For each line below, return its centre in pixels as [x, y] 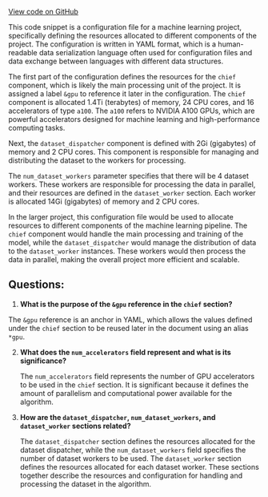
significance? [43, 361]
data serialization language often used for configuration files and [146, 53]
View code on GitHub [43, 12]
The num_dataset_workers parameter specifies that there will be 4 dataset [129, 176]
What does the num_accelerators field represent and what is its [126, 352]
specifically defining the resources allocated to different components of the [133, 36]
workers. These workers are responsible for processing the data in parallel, [132, 184]
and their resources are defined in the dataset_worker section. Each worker [132, 193]
